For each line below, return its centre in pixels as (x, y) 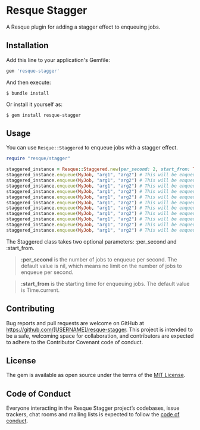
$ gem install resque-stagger (44, 115)
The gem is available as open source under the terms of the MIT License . (96, 375)
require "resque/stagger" (38, 158)
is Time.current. (40, 290)
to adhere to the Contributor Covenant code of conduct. (75, 342)
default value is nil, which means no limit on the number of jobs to (101, 266)
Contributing (30, 309)
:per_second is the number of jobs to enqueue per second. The (99, 259)
